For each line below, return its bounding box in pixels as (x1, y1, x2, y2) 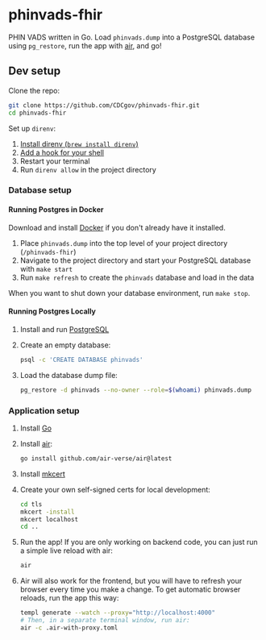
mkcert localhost (19, 515, 79, 523)
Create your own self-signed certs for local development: (19, 484, 211, 494)
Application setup (8, 405, 80, 416)
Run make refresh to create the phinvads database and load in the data (19, 272, 255, 282)
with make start (19, 264, 73, 273)
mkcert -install (19, 508, 75, 516)
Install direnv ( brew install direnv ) (19, 139, 139, 148)
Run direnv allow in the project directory (19, 164, 157, 174)
